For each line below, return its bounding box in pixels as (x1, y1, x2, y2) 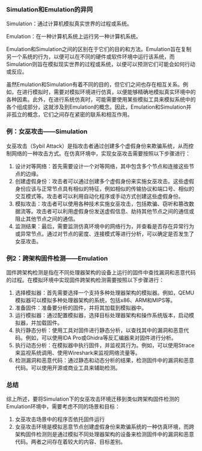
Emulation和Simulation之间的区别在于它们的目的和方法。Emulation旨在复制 (6, 46, 192, 53)
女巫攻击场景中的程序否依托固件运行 (14, 416, 105, 423)
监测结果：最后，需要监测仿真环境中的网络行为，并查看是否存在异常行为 (14, 222, 194, 229)
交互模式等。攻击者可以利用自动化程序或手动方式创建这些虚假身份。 (14, 192, 184, 199)
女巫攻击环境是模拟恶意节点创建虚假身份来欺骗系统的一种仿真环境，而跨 (14, 423, 194, 431)
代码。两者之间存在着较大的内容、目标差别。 (14, 438, 126, 446)
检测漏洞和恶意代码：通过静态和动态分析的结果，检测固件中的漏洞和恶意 (14, 356, 194, 364)
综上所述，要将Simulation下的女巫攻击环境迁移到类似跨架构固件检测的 (6, 395, 180, 403)
